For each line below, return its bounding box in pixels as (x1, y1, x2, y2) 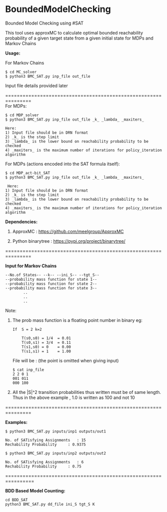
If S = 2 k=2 (12, 327, 42, 332)
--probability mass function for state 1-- (5, 277, 97, 282)
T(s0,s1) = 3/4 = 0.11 (21, 340, 71, 345)
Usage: (5, 50, 21, 56)
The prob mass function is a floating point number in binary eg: (12, 317, 142, 323)
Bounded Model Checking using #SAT (5, 20, 84, 26)
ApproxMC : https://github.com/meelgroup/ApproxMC (12, 228, 124, 234)
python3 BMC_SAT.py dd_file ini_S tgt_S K (5, 501, 95, 506)
